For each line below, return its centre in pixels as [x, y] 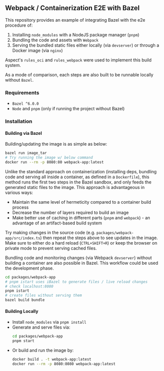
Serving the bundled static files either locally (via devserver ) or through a [86, 45]
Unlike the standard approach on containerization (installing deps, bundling [81, 171]
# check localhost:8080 [29, 286]
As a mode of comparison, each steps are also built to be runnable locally [79, 75]
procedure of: [19, 25]
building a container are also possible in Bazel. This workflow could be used [82, 263]
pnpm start [23, 341]
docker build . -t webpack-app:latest [52, 359]
